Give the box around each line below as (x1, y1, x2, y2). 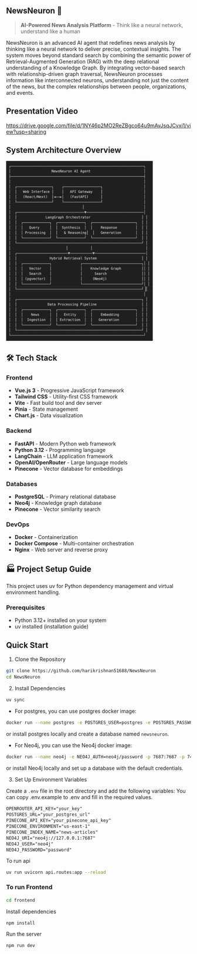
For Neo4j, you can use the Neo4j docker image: (14, 742, 133, 749)
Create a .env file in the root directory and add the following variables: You (6, 787, 186, 795)
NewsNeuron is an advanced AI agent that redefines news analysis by (6, 39, 175, 46)
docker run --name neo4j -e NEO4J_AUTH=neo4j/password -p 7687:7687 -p (6, 754, 185, 760)
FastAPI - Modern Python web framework (14, 440, 116, 447)
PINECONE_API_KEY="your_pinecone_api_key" (6, 817, 111, 823)
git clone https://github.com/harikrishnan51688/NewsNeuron (6, 668, 157, 674)
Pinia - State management (14, 405, 78, 413)
